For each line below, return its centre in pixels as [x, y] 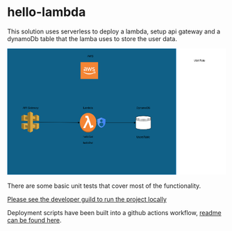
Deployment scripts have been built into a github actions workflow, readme [114, 212]
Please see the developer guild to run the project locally [87, 199]
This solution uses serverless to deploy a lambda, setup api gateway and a [114, 31]
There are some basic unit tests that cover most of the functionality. [104, 186]
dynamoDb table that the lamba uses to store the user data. [92, 38]
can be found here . [34, 220]
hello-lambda [47, 12]
